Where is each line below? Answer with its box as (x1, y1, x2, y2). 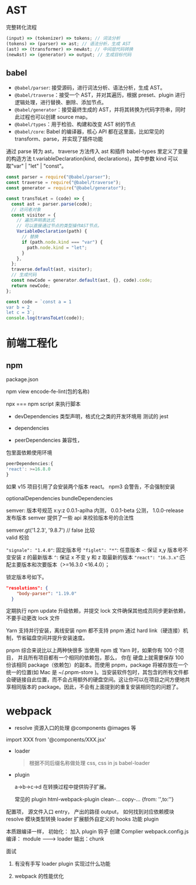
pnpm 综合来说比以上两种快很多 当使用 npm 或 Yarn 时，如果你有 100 (6, 647, 173, 654)
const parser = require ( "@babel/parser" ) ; (6, 174, 111, 180)
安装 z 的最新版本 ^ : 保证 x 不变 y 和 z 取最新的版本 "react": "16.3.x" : (10, 553, 181, 561)
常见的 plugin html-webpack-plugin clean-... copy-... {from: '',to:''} (14, 796, 174, 803)
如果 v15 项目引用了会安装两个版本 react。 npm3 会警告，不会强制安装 (6, 483, 176, 490)
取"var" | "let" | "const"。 (6, 162, 67, 170)
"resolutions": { (6, 585, 48, 591)
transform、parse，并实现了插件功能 (14, 135, 103, 142)
